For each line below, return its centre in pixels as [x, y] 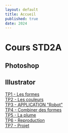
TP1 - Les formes [22, 94]
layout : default [22, 10]
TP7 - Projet [17, 125]
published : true [22, 19]
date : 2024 [16, 23]
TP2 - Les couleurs [24, 99]
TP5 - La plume [21, 115]
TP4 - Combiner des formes [34, 110]
